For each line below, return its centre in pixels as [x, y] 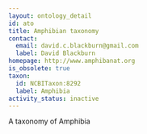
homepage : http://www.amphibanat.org [72, 61]
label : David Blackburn [55, 53]
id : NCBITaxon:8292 [48, 83]
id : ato [21, 23]
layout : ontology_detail [50, 16]
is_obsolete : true [39, 69]
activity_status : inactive [54, 98]
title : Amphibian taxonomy [54, 31]
